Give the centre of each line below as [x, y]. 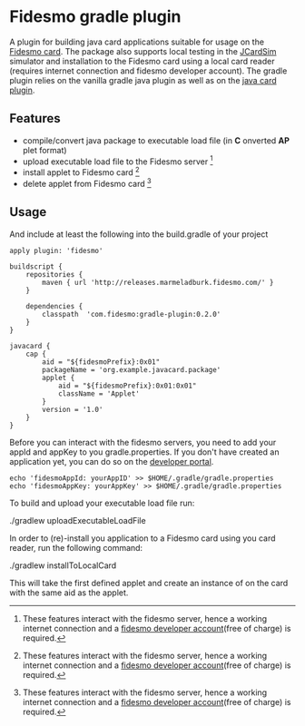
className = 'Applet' [99, 393]
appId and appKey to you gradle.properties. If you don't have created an [144, 452]
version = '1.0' [73, 409]
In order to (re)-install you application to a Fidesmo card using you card [143, 538]
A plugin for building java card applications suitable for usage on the [137, 42]
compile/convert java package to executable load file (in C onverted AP [156, 140]
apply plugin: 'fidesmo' [56, 250]
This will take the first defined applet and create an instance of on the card [149, 583]
